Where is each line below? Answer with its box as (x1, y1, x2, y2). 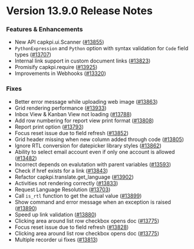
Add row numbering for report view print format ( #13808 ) (14, 117, 154, 124)
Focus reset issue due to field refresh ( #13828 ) (14, 223, 129, 231)
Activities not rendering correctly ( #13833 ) (14, 179, 119, 186)
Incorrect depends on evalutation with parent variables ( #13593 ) (14, 160, 172, 168)
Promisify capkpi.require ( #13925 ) (14, 64, 98, 71)
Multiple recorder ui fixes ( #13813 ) (14, 236, 98, 243)
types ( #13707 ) (14, 51, 52, 58)
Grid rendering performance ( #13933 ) (14, 104, 107, 112)
